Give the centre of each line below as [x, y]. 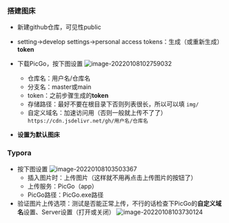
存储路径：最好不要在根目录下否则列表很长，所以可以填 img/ [113, 104]
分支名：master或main [59, 87]
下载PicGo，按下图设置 [50, 64]
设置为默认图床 [38, 135]
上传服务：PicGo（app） [62, 186]
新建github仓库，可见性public [59, 27]
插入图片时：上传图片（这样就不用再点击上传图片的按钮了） [112, 178]
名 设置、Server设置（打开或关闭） [66, 212]
